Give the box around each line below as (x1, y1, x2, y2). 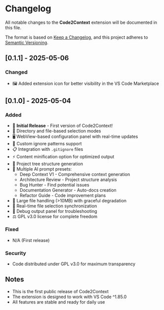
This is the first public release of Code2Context (12, 288, 109, 294)
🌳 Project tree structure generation (12, 161, 83, 167)
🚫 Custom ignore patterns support (12, 141, 82, 147)
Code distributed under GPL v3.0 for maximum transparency (12, 261, 136, 267)
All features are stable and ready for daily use (12, 299, 105, 305)
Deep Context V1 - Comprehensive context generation (19, 172, 130, 178)
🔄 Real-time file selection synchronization (12, 203, 97, 209)
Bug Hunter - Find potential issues (19, 182, 90, 188)
